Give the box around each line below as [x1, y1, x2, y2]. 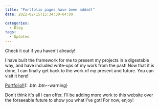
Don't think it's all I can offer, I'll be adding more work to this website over [5, 92, 153, 98]
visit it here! [5, 73, 29, 79]
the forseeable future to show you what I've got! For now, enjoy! [5, 97, 134, 103]
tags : [5, 30, 16, 35]
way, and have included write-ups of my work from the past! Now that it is [5, 62, 155, 68]
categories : [5, 21, 29, 26]
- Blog [9, 25, 23, 30]
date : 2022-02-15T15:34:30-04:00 [5, 12, 73, 17]
